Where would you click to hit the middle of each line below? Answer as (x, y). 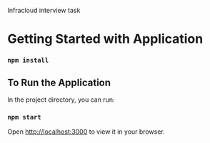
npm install (28, 60)
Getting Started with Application (105, 39)
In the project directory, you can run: (61, 100)
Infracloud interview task (44, 10)
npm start (24, 117)
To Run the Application (59, 82)
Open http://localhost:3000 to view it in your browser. (86, 132)
